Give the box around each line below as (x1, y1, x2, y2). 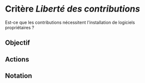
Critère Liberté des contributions (5, 3, 140, 15)
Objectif (5, 39, 30, 47)
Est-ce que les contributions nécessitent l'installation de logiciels (5, 19, 135, 25)
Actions (5, 55, 29, 64)
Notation (5, 72, 33, 80)
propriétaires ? (5, 24, 35, 30)
